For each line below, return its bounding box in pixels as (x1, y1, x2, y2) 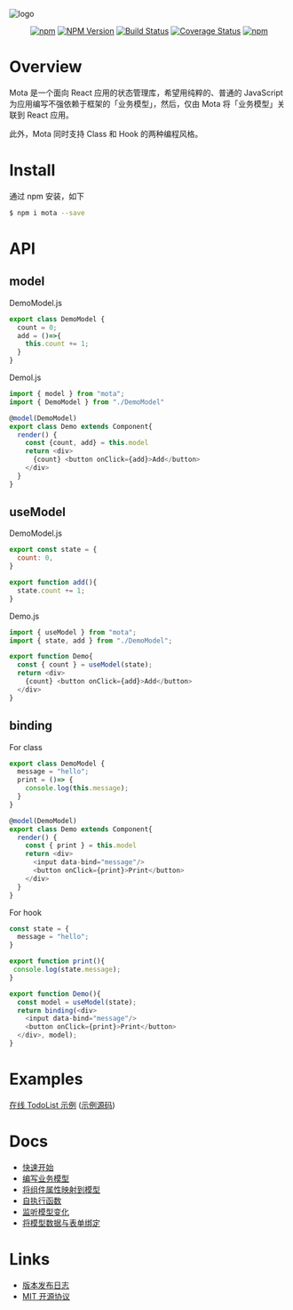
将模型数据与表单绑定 (21, 1217, 100, 1228)
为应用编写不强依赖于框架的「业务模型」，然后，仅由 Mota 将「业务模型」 (9, 98, 278, 109)
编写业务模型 (21, 1173, 69, 1184)
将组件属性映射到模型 (21, 1184, 100, 1194)
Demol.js (9, 372, 42, 383)
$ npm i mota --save (9, 208, 86, 217)
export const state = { (9, 546, 98, 554)
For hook (9, 907, 43, 918)
